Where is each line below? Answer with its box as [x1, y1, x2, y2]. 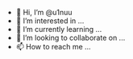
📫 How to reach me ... [15, 42, 91, 51]
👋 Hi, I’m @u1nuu [15, 8, 73, 17]
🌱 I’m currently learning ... [15, 25, 102, 33]
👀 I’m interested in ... [15, 16, 85, 26]
